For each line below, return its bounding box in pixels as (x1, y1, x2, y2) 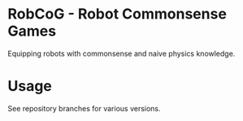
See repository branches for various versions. (7, 103, 161, 113)
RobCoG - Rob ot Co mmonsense (7, 5, 227, 23)
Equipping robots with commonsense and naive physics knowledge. (7, 48, 236, 58)
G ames (7, 22, 57, 40)
